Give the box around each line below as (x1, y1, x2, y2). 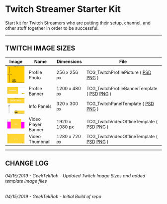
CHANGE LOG (5, 159, 49, 167)
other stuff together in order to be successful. (5, 25, 99, 31)
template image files (5, 178, 47, 184)
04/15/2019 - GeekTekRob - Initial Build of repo (5, 194, 102, 199)
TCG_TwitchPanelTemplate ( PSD (86, 101, 154, 107)
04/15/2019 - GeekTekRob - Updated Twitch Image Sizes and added (5, 173, 146, 179)
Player (28, 121, 42, 127)
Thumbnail (28, 139, 51, 145)
